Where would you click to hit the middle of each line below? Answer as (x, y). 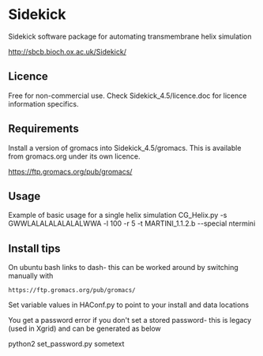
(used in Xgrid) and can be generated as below (85, 328)
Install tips (34, 248)
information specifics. (43, 103)
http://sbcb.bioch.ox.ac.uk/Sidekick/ (67, 51)
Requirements (43, 129)
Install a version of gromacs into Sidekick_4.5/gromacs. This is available (125, 148)
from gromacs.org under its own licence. (74, 156)
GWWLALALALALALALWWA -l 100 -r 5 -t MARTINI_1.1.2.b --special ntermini (132, 223)
